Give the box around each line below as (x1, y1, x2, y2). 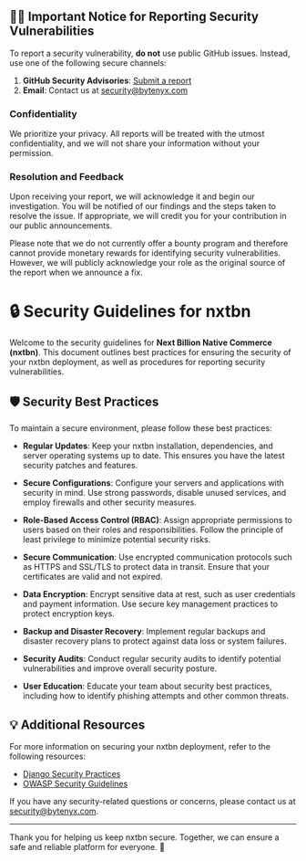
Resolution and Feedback (9, 171, 125, 184)
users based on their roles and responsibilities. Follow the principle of (22, 524, 284, 535)
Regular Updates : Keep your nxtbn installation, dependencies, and (22, 440, 273, 452)
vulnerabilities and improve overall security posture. (22, 663, 218, 674)
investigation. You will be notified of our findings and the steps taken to (9, 201, 276, 212)
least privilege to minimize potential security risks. (22, 534, 211, 545)
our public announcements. (9, 220, 113, 231)
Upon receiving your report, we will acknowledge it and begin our (9, 191, 255, 202)
